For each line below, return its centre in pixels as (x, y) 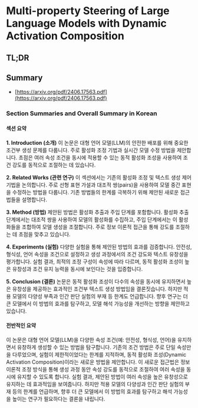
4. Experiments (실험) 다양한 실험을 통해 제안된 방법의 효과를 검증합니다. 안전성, (99, 247)
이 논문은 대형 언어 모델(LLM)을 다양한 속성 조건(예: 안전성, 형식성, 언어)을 (91, 340)
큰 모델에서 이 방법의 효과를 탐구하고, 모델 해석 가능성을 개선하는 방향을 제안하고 (98, 303)
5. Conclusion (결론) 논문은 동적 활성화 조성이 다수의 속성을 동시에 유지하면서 (96, 281)
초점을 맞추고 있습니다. (44, 234)
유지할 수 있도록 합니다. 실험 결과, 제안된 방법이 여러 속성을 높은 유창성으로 (103, 377)
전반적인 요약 (21, 325)
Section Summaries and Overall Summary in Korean (82, 113)
